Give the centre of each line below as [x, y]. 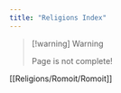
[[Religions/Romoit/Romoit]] [61, 79]
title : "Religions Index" [58, 18]
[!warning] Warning [67, 43]
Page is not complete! [72, 60]
